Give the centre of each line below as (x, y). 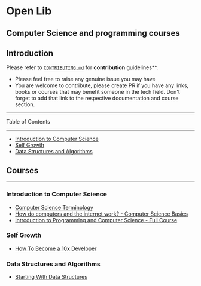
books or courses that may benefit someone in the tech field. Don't (98, 92)
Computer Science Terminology (54, 207)
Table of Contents (28, 122)
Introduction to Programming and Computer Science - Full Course (96, 220)
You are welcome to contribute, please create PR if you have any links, (102, 85)
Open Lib (29, 11)
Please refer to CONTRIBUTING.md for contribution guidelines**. (82, 67)
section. (25, 104)
